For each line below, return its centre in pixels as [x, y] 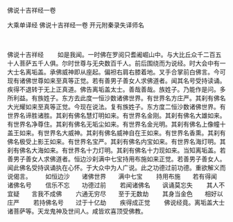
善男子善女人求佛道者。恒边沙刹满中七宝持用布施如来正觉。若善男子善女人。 [116, 159]
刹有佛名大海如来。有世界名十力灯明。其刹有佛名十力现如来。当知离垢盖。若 [116, 150]
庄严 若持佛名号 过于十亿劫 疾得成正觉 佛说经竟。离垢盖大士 [116, 203]
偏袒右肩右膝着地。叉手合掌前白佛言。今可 [165, 72]
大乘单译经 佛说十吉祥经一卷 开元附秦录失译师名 [76, 25]
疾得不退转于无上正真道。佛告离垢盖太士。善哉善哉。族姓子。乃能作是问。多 [116, 89]
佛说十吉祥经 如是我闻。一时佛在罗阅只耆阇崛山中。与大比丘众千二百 [111, 55]
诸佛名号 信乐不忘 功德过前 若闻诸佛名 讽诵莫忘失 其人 [113, 185]
